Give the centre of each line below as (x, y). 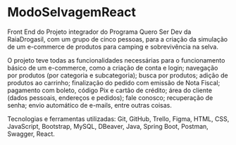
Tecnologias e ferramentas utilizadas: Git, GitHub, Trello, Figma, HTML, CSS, (118, 119)
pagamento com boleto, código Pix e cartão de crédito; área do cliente (110, 90)
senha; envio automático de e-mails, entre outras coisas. (90, 105)
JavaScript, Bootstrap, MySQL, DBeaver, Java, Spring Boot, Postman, (108, 126)
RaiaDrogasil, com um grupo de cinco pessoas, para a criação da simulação (117, 39)
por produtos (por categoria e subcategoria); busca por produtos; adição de (118, 75)
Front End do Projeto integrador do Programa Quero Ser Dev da (99, 32)
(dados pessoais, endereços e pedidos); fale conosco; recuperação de (110, 97)
